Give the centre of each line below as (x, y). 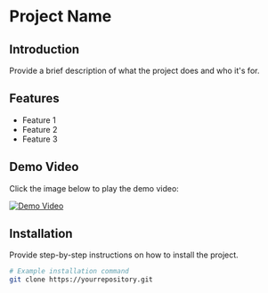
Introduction (45, 49)
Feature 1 (39, 120)
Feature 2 (40, 129)
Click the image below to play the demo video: (94, 188)
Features (34, 98)
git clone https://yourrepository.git (81, 280)
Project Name (61, 16)
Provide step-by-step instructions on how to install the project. (124, 255)
